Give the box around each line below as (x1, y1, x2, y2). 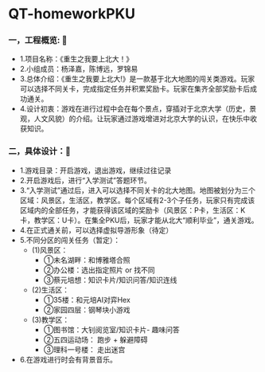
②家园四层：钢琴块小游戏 (43, 304, 131, 315)
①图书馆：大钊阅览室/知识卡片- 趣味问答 (43, 324, 181, 335)
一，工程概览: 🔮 (8, 35, 68, 46)
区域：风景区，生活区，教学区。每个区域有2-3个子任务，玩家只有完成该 (19, 195, 255, 205)
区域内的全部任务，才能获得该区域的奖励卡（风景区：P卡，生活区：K (19, 205, 246, 215)
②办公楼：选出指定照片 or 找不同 (43, 264, 155, 275)
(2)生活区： (31, 284, 70, 295)
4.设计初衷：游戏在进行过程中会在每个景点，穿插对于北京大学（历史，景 (19, 104, 257, 114)
